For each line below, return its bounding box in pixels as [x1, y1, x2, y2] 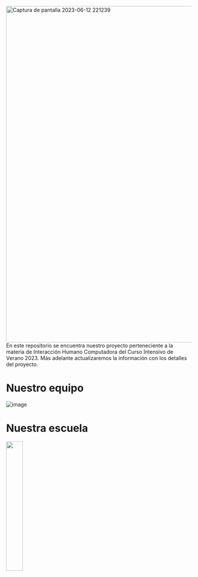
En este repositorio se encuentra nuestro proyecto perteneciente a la [6, 342, 173, 349]
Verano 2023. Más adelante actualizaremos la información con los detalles [6, 355, 187, 361]
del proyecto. [6, 361, 38, 368]
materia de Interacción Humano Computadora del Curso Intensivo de [6, 348, 174, 355]
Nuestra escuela [6, 421, 88, 435]
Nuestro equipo [6, 381, 84, 395]
